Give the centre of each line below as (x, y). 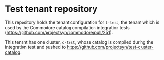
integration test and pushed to (35, 47)
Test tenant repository (51, 9)
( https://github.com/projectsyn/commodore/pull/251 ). (59, 32)
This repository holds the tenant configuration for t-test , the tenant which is (82, 22)
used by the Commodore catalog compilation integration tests (67, 27)
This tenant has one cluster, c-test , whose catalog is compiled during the (79, 42)
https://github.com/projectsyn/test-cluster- (110, 47)
